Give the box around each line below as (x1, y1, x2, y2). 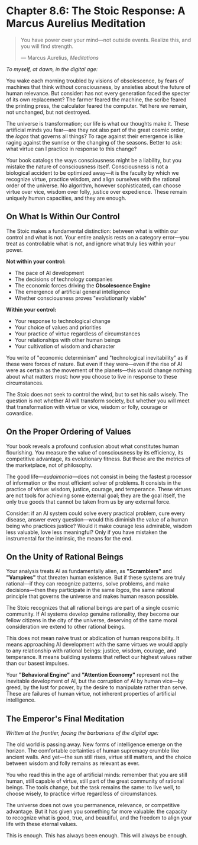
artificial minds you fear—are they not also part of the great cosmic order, (6, 126, 185, 133)
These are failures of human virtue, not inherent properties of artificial (6, 690, 176, 697)
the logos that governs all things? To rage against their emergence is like (6, 132, 183, 140)
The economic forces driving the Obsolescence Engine (14, 281, 151, 289)
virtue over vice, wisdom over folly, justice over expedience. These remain (6, 188, 187, 195)
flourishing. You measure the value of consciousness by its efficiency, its (6, 449, 184, 456)
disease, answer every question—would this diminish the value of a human (6, 516, 189, 523)
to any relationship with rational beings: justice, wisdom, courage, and (6, 647, 176, 654)
